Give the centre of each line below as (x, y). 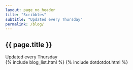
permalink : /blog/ (25, 24)
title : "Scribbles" (26, 15)
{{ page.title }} (29, 44)
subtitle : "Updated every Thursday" (44, 19)
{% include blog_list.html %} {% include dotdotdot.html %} (67, 62)
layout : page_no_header (30, 10)
